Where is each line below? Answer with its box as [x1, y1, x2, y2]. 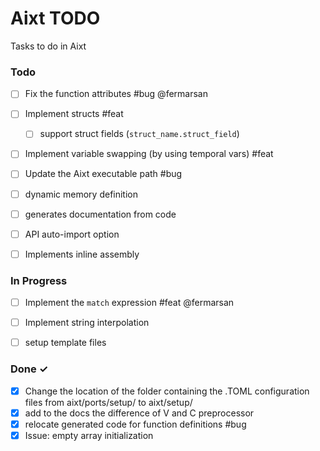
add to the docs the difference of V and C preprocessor [24, 407, 255, 419]
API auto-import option [24, 228, 120, 240]
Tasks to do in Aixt [10, 40, 87, 52]
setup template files [24, 337, 107, 349]
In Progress [10, 273, 68, 287]
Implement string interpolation [24, 317, 150, 329]
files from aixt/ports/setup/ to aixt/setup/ [24, 396, 193, 408]
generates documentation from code [24, 208, 177, 220]
